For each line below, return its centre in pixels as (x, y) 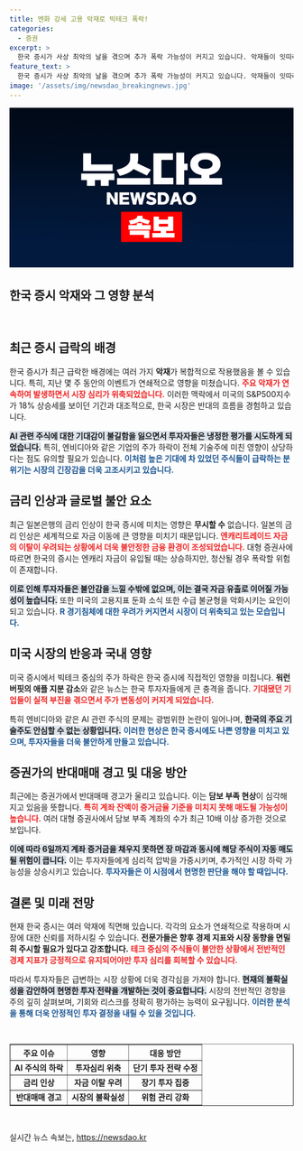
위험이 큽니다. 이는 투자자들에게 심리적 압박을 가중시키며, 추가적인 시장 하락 (151, 860)
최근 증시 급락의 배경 (63, 348)
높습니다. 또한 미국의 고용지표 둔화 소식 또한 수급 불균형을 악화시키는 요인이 (158, 599)
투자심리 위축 (98, 1067)
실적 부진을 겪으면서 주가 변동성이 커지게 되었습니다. (124, 700)
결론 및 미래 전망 (52, 903)
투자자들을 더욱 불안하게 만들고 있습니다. (99, 741)
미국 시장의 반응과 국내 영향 (80, 654)
